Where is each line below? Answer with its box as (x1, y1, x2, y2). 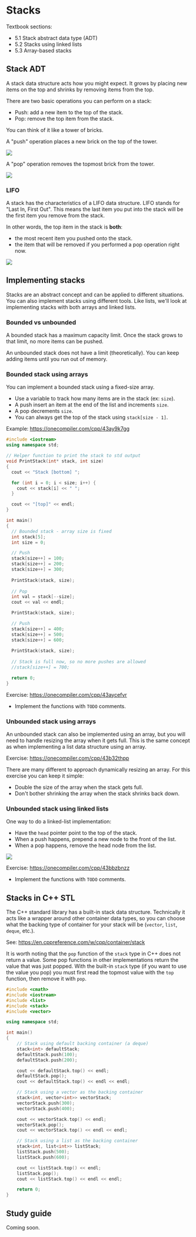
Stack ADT (6, 64, 46, 74)
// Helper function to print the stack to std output (6, 453, 141, 459)
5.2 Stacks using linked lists (14, 41, 82, 48)
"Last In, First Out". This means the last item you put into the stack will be (6, 206, 184, 213)
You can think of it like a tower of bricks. (6, 126, 104, 133)
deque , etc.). (6, 927, 35, 934)
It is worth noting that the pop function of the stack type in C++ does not (6, 950, 181, 957)
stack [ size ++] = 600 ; (11, 637, 65, 643)
